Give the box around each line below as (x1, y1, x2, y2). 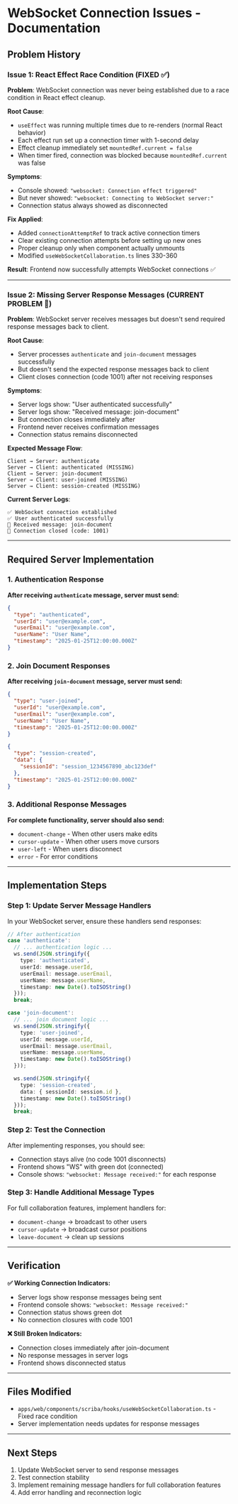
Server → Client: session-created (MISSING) (7, 483, 141, 490)
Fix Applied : (7, 214, 44, 223)
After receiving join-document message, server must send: (7, 677, 183, 686)
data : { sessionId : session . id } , (20, 1088, 122, 1095)
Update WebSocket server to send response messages (17, 1466, 179, 1474)
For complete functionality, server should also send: (7, 815, 165, 824)
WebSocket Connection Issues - (7, 5, 201, 21)
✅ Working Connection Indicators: (7, 1278, 111, 1287)
